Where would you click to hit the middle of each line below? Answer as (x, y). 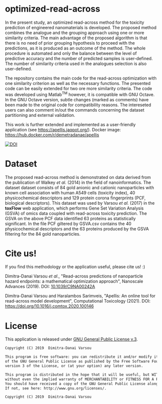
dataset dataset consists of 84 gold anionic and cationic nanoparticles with (80, 187)
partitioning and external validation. (40, 115)
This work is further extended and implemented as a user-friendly (70, 124)
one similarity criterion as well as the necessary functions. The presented (78, 83)
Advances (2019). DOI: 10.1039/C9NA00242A (50, 287)
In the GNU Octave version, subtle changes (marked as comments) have (77, 99)
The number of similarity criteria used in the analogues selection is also (76, 64)
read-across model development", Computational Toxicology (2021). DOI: (78, 301)
